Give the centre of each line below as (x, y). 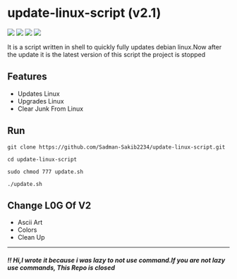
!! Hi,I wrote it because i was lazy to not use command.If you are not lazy (116, 260)
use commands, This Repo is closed (61, 267)
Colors (27, 230)
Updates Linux (38, 94)
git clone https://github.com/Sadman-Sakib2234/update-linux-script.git (116, 147)
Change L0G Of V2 (49, 205)
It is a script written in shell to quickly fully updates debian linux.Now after (115, 46)
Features (27, 76)
